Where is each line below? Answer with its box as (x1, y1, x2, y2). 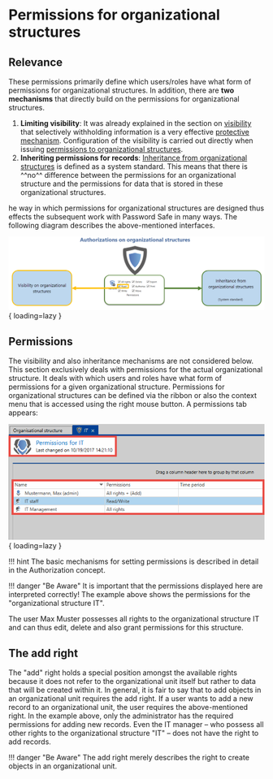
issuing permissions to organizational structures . (19, 145, 184, 154)
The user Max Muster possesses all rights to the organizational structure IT (8, 614, 260, 624)
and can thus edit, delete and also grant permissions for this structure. (8, 623, 244, 633)
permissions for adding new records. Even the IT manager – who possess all (8, 720, 264, 729)
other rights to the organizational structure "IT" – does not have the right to (8, 729, 259, 738)
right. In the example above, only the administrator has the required (8, 711, 234, 721)
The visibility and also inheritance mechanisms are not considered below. (8, 356, 254, 366)
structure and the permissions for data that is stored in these (19, 179, 223, 188)
